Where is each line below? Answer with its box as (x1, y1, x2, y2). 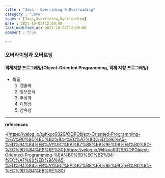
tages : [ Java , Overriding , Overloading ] (5, 16, 87, 21)
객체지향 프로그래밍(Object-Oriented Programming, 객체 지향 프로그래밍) (5, 64, 149, 70)
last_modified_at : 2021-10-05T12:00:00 (5, 26, 87, 30)
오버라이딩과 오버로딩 (5, 51, 53, 58)
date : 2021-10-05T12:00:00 (5, 21, 63, 26)
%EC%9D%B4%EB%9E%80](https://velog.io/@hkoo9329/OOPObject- (5, 147, 150, 153)
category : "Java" (5, 12, 43, 17)
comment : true (5, 30, 36, 35)
